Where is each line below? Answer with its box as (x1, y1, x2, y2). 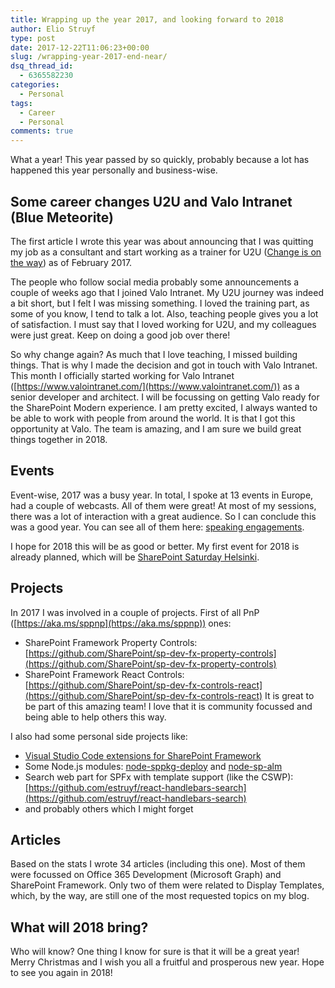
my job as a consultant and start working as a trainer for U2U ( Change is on (10, 246, 322, 258)
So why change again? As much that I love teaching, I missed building (10, 348, 298, 360)
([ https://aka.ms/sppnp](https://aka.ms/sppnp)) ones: (10, 617, 232, 629)
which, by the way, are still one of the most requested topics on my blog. (10, 890, 310, 902)
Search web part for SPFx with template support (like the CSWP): (24, 771, 294, 783)
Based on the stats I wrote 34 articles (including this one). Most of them (10, 858, 306, 870)
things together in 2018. (10, 433, 108, 445)
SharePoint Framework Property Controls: (24, 636, 198, 648)
